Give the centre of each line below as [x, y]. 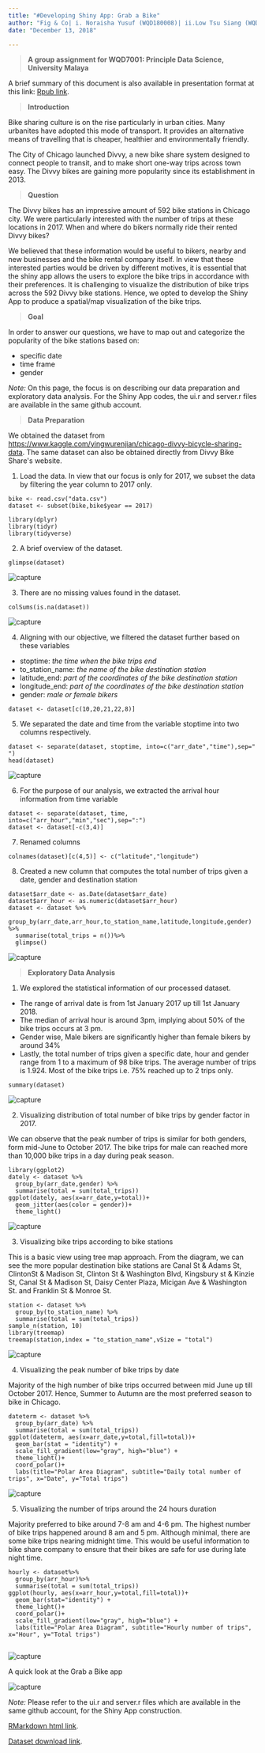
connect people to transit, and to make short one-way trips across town [125, 163]
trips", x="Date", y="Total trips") [68, 1479]
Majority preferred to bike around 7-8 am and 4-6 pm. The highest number [129, 1524]
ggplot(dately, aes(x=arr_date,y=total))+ [79, 1198]
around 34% [40, 1045]
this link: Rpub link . [39, 92]
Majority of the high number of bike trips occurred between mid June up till [131, 1385]
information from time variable [69, 799]
